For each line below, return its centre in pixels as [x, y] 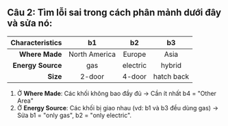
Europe [135, 54]
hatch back [171, 76]
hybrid [171, 65]
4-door [135, 76]
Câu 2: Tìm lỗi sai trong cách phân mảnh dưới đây [114, 13]
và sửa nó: [30, 24]
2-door [92, 76]
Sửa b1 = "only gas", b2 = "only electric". [74, 115]
